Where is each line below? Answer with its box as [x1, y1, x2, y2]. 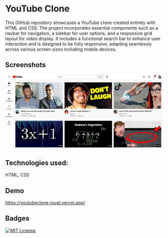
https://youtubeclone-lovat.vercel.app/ [5, 200, 85, 206]
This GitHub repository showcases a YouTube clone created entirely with [5, 20, 155, 26]
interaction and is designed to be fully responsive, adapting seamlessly [5, 41, 152, 47]
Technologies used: [5, 158, 69, 167]
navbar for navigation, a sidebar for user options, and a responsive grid [5, 30, 152, 36]
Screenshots [5, 61, 46, 69]
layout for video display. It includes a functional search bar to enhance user [5, 36, 161, 42]
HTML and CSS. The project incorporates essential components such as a [5, 25, 158, 31]
